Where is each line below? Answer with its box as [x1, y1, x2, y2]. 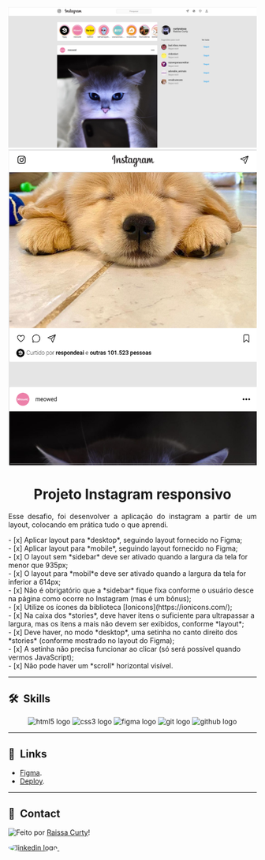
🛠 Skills [8, 692, 51, 705]
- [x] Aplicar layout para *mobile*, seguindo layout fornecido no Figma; [8, 544, 238, 553]
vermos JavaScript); [8, 652, 74, 662]
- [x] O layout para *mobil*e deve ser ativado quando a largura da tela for [8, 568, 247, 578]
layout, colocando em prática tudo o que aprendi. [8, 520, 169, 529]
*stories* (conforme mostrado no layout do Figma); [8, 635, 175, 645]
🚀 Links [8, 747, 47, 761]
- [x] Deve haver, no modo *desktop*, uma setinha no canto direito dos [8, 627, 238, 637]
